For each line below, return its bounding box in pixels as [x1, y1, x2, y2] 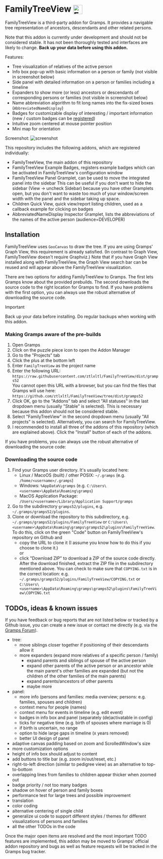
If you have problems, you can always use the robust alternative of [5, 439, 139, 445]
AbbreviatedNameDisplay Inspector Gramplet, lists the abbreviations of [12, 211, 155, 217]
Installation [5, 230, 40, 239]
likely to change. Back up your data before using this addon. [5, 44, 128, 50]
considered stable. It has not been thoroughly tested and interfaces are [5, 39, 148, 45]
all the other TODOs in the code [12, 824, 76, 830]
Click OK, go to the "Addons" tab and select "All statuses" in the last [12, 398, 148, 404]
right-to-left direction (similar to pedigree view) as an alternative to [12, 761, 146, 767]
